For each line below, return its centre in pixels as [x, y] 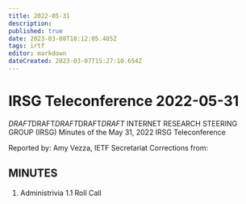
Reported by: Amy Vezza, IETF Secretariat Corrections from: [108, 147]
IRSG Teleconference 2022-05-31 [124, 101]
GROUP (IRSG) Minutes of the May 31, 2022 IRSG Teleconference [117, 132]
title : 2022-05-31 [39, 16]
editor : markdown [38, 53]
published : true [35, 31]
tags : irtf [27, 46]
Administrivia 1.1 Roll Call [61, 193]
